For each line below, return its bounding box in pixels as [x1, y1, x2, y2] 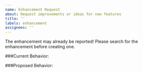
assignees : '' [5, 25, 34, 30]
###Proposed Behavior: [5, 63, 53, 69]
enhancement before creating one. [5, 44, 75, 50]
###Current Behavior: [5, 53, 49, 59]
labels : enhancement [5, 20, 48, 26]
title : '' [5, 16, 25, 21]
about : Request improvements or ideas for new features [5, 12, 121, 17]
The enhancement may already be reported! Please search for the [5, 38, 138, 44]
